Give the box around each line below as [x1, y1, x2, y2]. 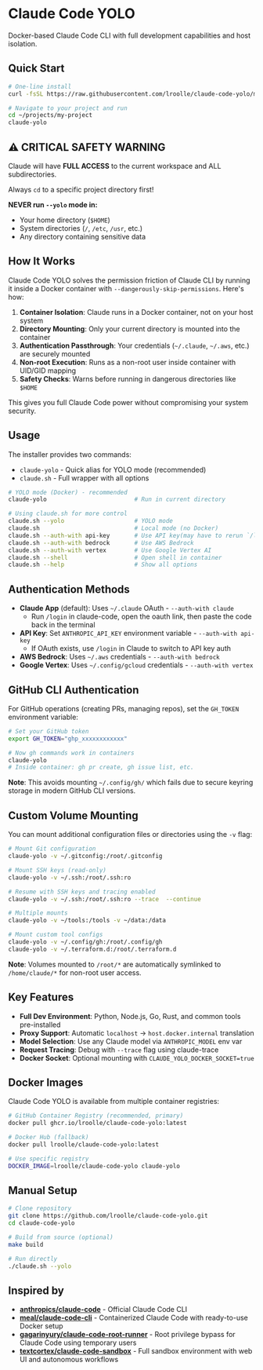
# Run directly [8, 1255, 58, 1262]
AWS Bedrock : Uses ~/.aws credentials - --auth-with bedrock [19, 652, 221, 662]
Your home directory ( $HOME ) [19, 215, 111, 225]
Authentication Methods [8, 583, 131, 596]
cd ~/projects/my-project [8, 111, 92, 119]
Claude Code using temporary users [19, 1338, 137, 1347]
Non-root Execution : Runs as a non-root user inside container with [19, 357, 236, 367]
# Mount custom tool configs [8, 931, 103, 939]
